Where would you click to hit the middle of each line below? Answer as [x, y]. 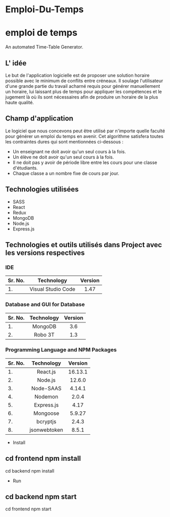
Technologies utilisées [42, 189]
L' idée [16, 63]
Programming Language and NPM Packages [61, 350]
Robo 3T [44, 335]
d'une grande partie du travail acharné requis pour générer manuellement [83, 86]
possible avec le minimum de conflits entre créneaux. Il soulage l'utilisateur [84, 81]
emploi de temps [41, 33]
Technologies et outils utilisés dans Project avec [84, 244]
